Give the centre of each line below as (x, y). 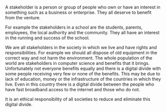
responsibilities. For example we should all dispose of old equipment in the (81, 53)
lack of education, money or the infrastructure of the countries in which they (83, 79)
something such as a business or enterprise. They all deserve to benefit (79, 12)
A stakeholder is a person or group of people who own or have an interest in (83, 7)
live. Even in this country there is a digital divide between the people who (80, 84)
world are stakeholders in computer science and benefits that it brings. (77, 63)
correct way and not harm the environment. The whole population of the (79, 58)
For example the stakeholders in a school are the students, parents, (74, 27)
